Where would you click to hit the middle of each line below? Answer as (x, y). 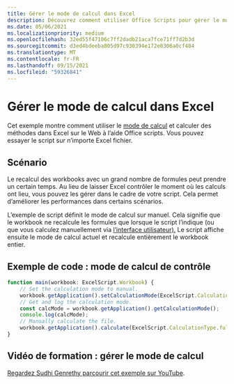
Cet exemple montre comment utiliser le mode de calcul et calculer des (109, 125)
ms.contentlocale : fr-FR (43, 59)
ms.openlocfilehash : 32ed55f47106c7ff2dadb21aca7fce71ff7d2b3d (101, 40)
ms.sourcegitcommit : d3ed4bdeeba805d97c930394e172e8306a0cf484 (101, 46)
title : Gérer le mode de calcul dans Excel (71, 14)
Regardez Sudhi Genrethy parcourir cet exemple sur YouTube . (96, 373)
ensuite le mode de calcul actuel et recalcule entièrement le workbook (108, 237)
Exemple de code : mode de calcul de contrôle (109, 267)
